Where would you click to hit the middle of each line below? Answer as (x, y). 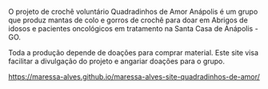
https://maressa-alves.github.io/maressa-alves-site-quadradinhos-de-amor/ (134, 77)
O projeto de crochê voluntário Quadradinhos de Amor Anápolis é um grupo (133, 12)
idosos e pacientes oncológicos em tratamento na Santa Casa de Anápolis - (133, 28)
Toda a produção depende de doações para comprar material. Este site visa (133, 53)
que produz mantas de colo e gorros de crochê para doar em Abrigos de (128, 20)
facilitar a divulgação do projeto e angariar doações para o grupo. (117, 61)
